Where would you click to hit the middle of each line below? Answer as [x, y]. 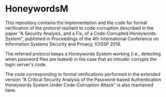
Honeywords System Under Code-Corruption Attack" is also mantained [79, 85]
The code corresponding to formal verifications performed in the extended [83, 74]
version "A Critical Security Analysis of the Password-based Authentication [83, 79]
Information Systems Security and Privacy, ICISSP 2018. [63, 44]
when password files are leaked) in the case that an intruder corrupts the [81, 59]
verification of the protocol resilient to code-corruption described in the [79, 28]
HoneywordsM [37, 9]
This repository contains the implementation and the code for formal [76, 23]
